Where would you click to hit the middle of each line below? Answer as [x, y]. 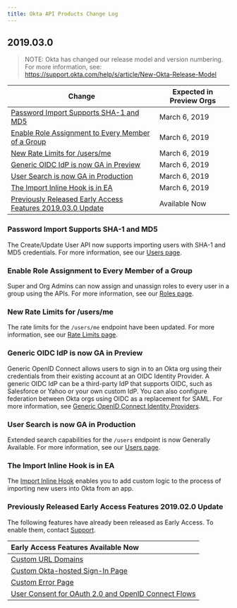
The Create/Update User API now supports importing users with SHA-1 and [116, 245]
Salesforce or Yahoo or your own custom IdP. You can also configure [107, 391]
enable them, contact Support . [52, 530]
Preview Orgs [193, 101]
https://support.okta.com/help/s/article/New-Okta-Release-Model [121, 74]
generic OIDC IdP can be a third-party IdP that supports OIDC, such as [110, 383]
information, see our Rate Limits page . [63, 335]
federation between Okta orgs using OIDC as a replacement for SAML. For [115, 398]
